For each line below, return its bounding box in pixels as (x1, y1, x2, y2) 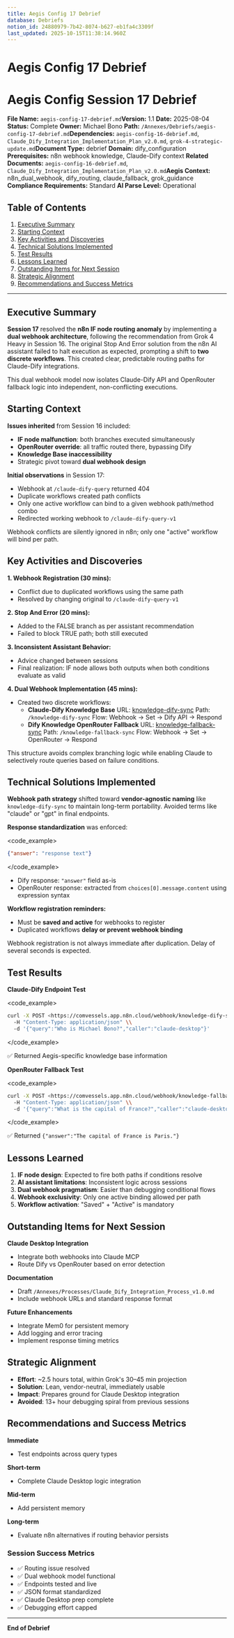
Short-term (7, 1463, 40, 1471)
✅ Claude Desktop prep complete (17, 1595, 114, 1604)
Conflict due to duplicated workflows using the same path (17, 587, 184, 595)
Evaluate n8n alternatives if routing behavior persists (17, 1531, 169, 1539)
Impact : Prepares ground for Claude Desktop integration (17, 1390, 180, 1398)
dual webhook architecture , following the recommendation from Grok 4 (7, 332, 214, 341)
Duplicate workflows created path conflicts (17, 491, 141, 500)
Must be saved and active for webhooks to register (17, 918, 165, 927)
